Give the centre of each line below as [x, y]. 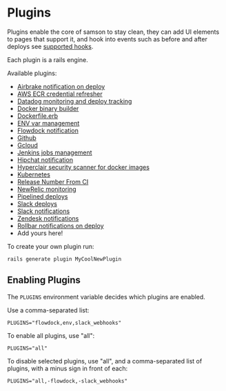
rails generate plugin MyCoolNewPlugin [64, 259]
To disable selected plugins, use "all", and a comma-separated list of [105, 361]
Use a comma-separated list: [48, 310]
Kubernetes [33, 174]
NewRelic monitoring [47, 189]
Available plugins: [32, 73]
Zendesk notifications [48, 218]
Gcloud [27, 145]
